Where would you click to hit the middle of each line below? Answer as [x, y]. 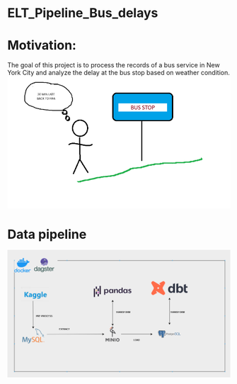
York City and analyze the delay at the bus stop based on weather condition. [118, 73]
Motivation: [42, 46]
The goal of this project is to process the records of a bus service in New [114, 65]
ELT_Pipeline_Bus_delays [83, 13]
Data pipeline [47, 234]
